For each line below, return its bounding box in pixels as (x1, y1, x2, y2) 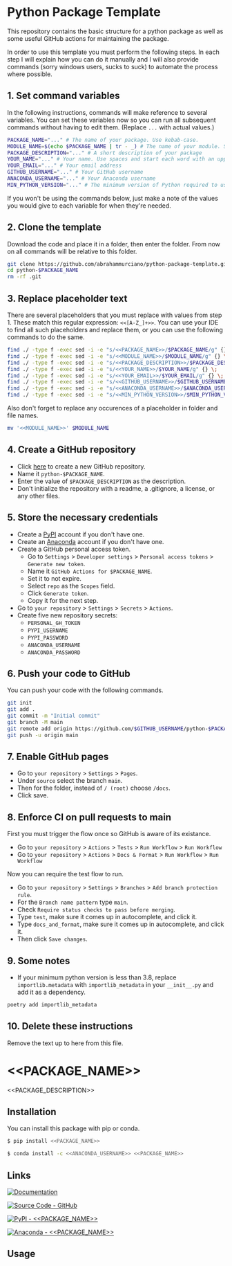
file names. (7, 411, 39, 419)
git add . (7, 706, 36, 713)
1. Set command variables (7, 90, 120, 102)
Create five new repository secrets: (17, 611, 118, 620)
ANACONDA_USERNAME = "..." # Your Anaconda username (7, 175, 156, 182)
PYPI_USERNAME (27, 627, 68, 634)
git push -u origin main (7, 732, 79, 739)
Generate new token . (27, 559, 86, 568)
